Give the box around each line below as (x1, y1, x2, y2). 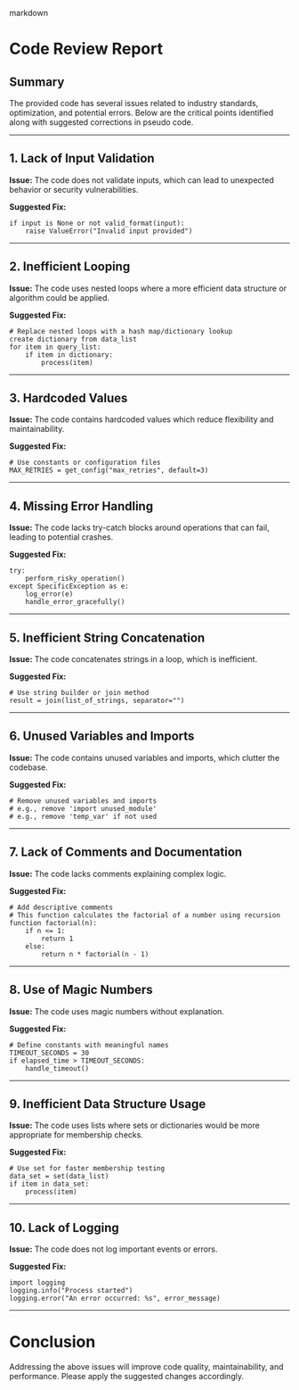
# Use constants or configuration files (9, 459, 162, 467)
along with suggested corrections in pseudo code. (9, 117, 194, 128)
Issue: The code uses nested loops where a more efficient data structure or (9, 283, 287, 294)
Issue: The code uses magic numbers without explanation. (9, 1005, 225, 1016)
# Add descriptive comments (9, 903, 114, 912)
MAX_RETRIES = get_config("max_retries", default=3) (9, 466, 209, 476)
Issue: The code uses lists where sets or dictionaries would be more (9, 1120, 260, 1131)
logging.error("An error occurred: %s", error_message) (9, 1294, 221, 1303)
